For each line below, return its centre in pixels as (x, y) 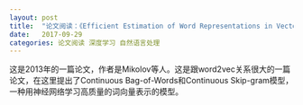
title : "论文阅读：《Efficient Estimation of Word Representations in (141, 26)
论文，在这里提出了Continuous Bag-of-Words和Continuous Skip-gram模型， (151, 81)
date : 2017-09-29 (46, 34)
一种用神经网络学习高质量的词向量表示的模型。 (96, 92)
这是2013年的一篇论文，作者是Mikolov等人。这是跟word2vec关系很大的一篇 (150, 69)
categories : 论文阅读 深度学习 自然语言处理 (85, 43)
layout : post (34, 17)
